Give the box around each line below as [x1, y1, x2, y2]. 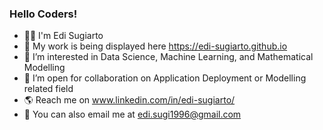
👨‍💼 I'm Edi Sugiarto [23, 30, 104, 42]
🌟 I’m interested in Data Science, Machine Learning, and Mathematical [23, 51, 314, 63]
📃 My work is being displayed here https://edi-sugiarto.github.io [23, 40, 288, 52]
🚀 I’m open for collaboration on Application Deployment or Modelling [23, 72, 307, 84]
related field [23, 83, 74, 95]
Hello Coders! [9, 7, 78, 21]
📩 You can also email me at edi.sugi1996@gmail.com [23, 108, 242, 121]
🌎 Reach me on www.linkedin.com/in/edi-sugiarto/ [23, 94, 236, 106]
